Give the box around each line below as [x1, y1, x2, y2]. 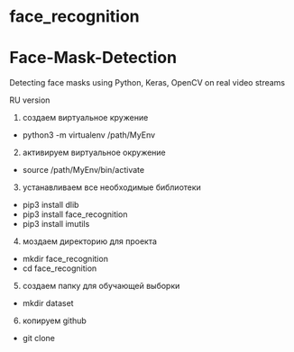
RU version [9, 95, 51, 105]
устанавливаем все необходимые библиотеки [22, 182, 201, 193]
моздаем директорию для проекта [22, 236, 158, 247]
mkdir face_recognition [22, 254, 108, 265]
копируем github [22, 315, 87, 326]
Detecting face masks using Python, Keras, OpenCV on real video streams [9, 77, 286, 88]
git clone [22, 333, 56, 344]
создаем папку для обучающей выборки [22, 281, 180, 292]
